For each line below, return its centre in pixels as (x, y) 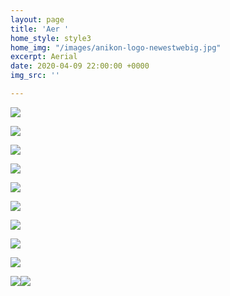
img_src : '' (35, 76)
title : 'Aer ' (40, 29)
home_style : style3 (51, 38)
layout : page (37, 19)
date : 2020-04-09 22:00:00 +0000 (80, 66)
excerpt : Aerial (44, 57)
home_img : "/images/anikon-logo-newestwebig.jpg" (116, 47)
